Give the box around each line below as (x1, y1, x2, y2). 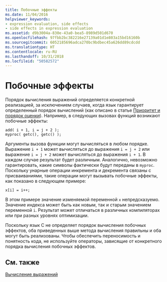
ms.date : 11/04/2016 (5, 12, 49, 17)
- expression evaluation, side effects (5, 21, 89, 27)
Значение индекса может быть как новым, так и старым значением (5, 202, 151, 208)
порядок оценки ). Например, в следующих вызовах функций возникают (5, 113, 160, 119)
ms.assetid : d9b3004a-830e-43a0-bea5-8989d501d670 (5, 31, 113, 36)
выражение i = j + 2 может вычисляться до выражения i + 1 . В (5, 151, 146, 158)
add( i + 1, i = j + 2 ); (5, 128, 59, 133)
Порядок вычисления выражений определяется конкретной (5, 97, 135, 103)
